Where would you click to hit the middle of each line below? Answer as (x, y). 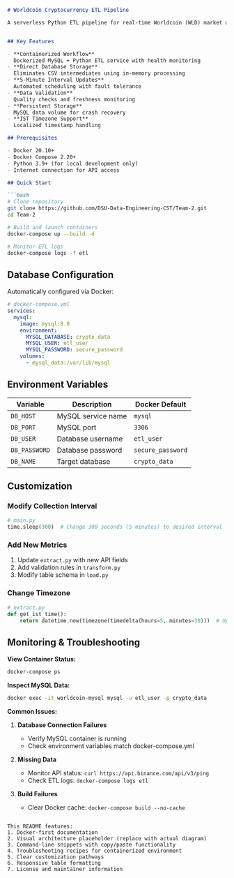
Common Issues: (32, 711)
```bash (18, 196)
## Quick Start (29, 183)
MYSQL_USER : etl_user (57, 343)
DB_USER (23, 439)
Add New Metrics (37, 545)
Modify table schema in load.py (63, 575)
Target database (84, 461)
